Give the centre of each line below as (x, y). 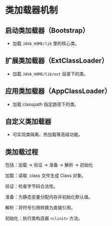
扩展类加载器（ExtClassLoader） (57, 61)
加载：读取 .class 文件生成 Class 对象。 (46, 176)
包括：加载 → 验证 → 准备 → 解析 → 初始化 (49, 165)
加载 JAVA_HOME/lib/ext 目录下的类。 (50, 74)
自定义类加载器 (28, 122)
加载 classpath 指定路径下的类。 (45, 104)
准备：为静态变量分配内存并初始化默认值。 (49, 197)
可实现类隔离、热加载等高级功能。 (47, 135)
